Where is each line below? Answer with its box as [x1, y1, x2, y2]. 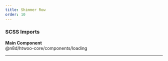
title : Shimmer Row [5, 7, 46, 12]
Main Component [5, 39, 42, 45]
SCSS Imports [5, 28, 40, 35]
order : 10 [5, 12, 26, 17]
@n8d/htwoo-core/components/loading [5, 45, 87, 51]
